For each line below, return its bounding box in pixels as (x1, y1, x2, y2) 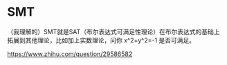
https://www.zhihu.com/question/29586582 (7, 49, 133, 58)
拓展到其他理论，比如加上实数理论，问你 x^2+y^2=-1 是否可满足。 (7, 36, 196, 44)
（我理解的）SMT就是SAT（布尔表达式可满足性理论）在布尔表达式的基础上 (7, 27, 220, 36)
